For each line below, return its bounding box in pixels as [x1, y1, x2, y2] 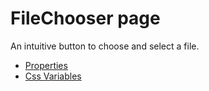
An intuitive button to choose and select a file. [10, 40, 200, 52]
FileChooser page [10, 7, 161, 30]
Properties [24, 59, 68, 71]
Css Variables [24, 70, 82, 82]
